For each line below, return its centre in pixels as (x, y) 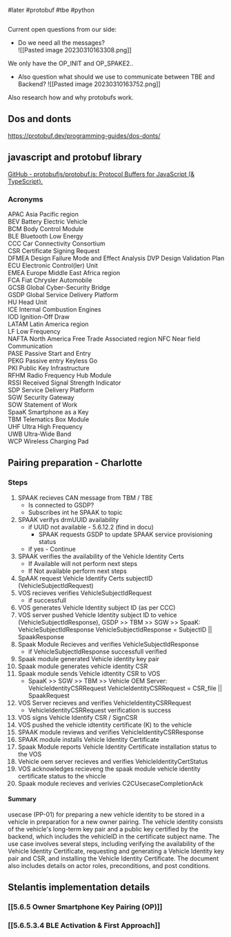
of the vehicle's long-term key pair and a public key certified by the (103, 829)
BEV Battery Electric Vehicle (48, 221)
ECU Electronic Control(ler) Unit (53, 265)
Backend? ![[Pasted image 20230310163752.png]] (89, 84)
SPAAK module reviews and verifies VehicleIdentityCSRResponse (111, 732)
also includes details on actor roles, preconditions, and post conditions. (109, 865)
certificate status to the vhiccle (62, 776)
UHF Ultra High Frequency (46, 426)
